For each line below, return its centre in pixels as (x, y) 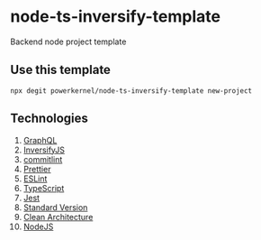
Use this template (61, 70)
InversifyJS (44, 150)
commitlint (43, 159)
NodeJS (38, 226)
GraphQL (40, 140)
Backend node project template (68, 42)
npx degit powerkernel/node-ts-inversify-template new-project (131, 91)
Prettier (37, 169)
